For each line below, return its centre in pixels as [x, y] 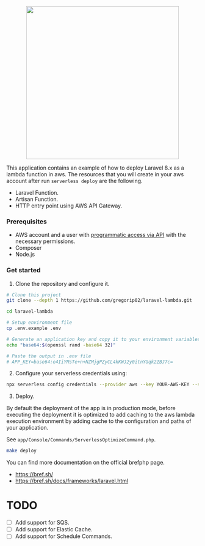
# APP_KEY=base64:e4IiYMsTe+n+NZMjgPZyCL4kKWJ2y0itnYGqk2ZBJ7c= [90, 362]
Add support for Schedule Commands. [64, 536]
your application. [27, 428]
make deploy [21, 451]
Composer [28, 248]
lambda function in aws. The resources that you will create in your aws [95, 174]
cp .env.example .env [34, 328]
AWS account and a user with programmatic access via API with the [100, 235]
